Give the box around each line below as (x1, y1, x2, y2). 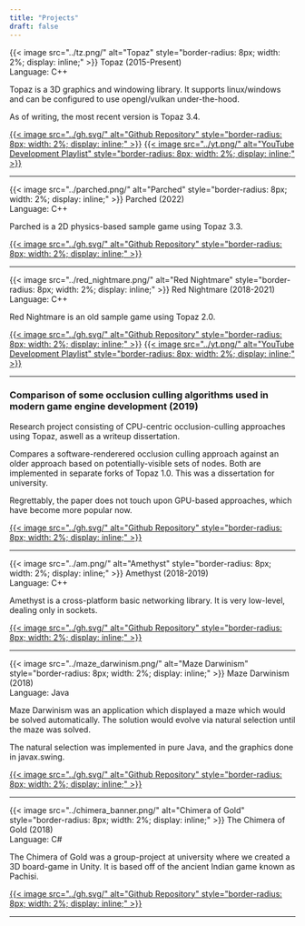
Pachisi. (9, 871, 39, 881)
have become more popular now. (9, 504, 133, 515)
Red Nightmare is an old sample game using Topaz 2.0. (9, 311, 216, 322)
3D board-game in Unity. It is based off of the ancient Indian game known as (9, 861, 296, 871)
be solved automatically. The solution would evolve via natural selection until (9, 714, 296, 725)
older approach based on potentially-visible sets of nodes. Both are (9, 458, 261, 468)
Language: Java (9, 687, 70, 698)
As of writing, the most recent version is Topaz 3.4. (9, 111, 201, 122)
